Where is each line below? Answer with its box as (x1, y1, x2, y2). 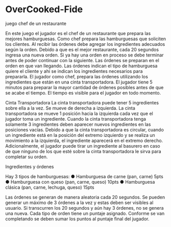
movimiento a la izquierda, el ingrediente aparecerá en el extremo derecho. (5, 137, 163, 144)
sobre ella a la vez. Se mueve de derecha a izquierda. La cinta (5, 105, 135, 111)
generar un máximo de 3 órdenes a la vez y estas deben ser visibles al (5, 200, 154, 206)
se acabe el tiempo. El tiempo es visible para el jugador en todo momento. (5, 90, 161, 96)
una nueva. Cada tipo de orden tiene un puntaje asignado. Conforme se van (5, 210, 165, 216)
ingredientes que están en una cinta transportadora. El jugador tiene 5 (5, 79, 153, 85)
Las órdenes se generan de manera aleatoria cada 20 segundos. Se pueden (5, 194, 165, 200)
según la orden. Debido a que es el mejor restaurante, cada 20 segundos (5, 46, 159, 52)
